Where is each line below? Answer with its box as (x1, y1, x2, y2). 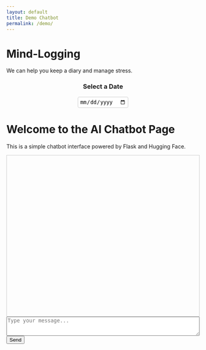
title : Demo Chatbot (6, 15, 59, 21)
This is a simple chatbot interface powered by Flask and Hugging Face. (6, 142, 186, 150)
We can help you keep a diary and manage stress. (6, 67, 133, 74)
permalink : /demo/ (6, 20, 53, 26)
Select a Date (82, 82, 124, 91)
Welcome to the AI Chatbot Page (6, 123, 175, 137)
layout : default (6, 9, 48, 15)
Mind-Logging (6, 47, 81, 61)
